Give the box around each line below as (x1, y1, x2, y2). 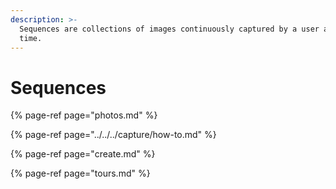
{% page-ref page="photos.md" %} (10, 109, 158, 121)
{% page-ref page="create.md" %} (10, 148, 156, 160)
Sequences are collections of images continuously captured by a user (19, 24, 320, 34)
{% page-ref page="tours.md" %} (10, 167, 151, 180)
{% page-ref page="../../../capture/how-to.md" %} (10, 129, 217, 141)
